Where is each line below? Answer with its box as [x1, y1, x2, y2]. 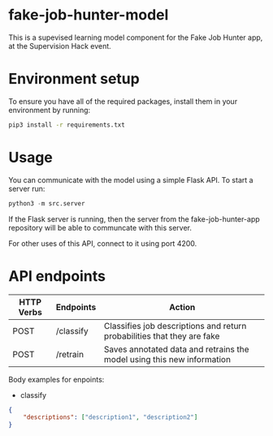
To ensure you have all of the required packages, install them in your [8, 96, 238, 106]
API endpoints [8, 266, 106, 285]
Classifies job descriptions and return [104, 320, 247, 331]
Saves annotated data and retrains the [104, 343, 249, 355]
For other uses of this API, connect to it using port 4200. [8, 238, 197, 248]
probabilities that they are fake [104, 330, 220, 342]
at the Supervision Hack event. [8, 41, 111, 50]
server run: [8, 183, 45, 193]
